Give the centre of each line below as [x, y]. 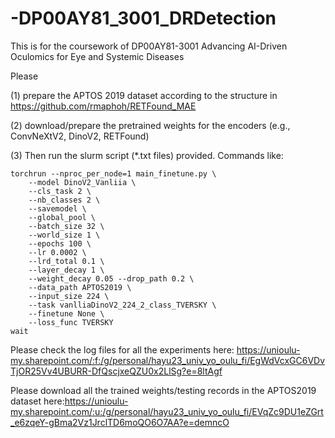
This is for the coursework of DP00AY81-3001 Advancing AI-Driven [149, 46]
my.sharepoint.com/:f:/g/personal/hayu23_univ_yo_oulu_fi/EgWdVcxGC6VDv [168, 360]
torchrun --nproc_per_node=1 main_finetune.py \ [113, 173]
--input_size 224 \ [69, 296]
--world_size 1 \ [64, 235]
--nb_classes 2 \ [64, 200]
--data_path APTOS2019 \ [80, 287]
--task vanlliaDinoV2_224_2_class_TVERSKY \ [122, 305]
